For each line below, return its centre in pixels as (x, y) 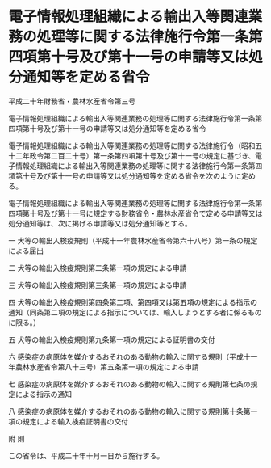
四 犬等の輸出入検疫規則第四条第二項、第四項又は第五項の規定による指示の (133, 302)
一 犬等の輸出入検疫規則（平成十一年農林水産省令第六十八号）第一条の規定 (133, 240)
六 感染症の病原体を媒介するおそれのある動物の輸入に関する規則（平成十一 (133, 356)
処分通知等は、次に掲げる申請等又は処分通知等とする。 (100, 223)
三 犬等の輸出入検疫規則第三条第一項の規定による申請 (98, 285)
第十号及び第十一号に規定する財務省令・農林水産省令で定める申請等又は (142, 213)
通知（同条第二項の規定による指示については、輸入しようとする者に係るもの (135, 312)
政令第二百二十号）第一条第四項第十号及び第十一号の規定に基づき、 (142, 155)
